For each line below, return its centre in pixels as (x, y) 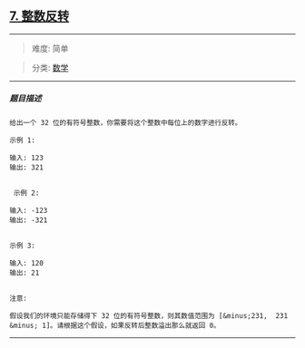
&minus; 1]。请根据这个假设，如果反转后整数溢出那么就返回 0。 (115, 325)
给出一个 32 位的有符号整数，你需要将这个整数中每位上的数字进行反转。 (126, 122)
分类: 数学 (50, 67)
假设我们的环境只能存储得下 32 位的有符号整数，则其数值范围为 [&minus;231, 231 (149, 315)
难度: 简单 (50, 48)
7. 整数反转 (39, 16)
